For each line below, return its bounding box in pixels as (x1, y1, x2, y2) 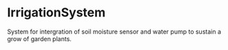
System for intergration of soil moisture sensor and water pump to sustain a (7, 27, 222, 36)
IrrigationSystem (7, 5, 106, 21)
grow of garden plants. (7, 34, 72, 42)
